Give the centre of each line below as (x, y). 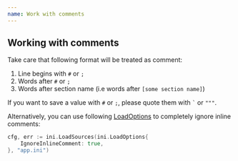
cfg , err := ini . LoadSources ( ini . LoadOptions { (78, 137)
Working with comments (63, 43)
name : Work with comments (46, 14)
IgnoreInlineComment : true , (62, 144)
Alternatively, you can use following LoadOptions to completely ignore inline (119, 116)
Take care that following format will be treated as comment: (95, 60)
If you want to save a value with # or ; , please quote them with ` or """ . (112, 103)
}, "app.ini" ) (29, 150)
